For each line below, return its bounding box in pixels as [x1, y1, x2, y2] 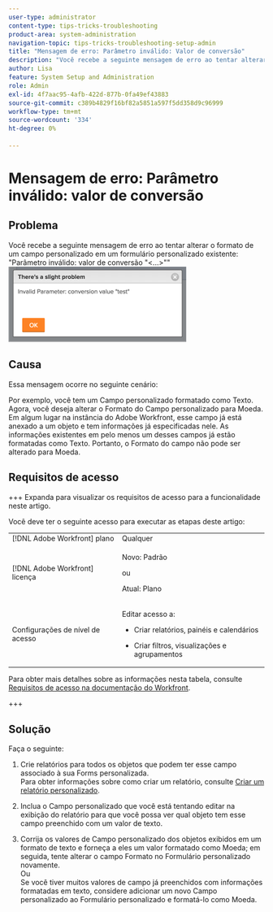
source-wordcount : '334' [8, 116, 93, 124]
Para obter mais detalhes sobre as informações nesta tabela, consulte [8, 675, 243, 684]
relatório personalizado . [19, 785, 100, 796]
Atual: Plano [121, 584, 162, 593]
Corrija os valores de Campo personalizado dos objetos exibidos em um [19, 834, 262, 845]
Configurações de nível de [11, 624, 100, 634]
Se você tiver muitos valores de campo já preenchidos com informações [19, 878, 263, 888]
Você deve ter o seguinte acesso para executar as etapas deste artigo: [8, 516, 245, 526]
